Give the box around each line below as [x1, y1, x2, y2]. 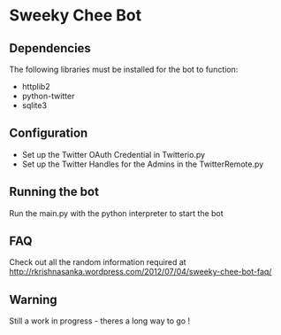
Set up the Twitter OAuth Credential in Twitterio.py [21, 149, 206, 160]
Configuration [9, 126, 88, 141]
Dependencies [9, 41, 91, 56]
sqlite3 [21, 100, 47, 111]
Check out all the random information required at [9, 257, 187, 268]
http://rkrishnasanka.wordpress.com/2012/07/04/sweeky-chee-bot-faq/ [9, 267, 272, 277]
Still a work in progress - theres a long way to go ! [9, 316, 191, 326]
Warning [9, 292, 57, 307]
